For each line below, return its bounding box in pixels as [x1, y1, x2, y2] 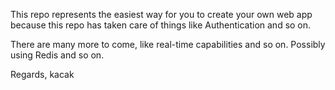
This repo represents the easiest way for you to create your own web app [10, 9, 313, 20]
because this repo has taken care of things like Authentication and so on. [10, 19, 312, 31]
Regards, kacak [10, 69, 75, 80]
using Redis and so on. [10, 49, 105, 61]
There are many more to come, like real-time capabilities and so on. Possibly [10, 39, 326, 50]
